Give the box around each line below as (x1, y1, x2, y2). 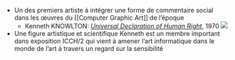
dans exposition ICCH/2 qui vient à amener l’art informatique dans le (14, 37, 215, 45)
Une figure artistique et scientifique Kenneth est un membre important (14, 30, 221, 37)
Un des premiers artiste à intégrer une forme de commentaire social (14, 6, 214, 14)
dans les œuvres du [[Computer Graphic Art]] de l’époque (14, 13, 184, 22)
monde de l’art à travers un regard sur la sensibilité (14, 44, 164, 52)
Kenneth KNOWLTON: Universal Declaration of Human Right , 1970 (24, 22, 219, 30)
